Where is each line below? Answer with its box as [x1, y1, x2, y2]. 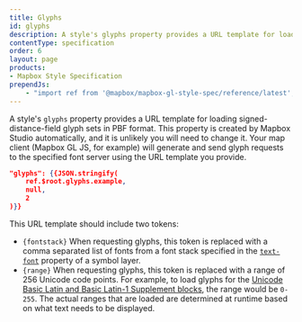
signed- [238, 113, 268, 124]
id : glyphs [9, 22, 50, 31]
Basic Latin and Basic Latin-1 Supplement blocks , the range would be [22, 283, 279, 294]
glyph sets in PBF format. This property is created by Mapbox [62, 122, 291, 133]
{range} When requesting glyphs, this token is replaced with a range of [22, 264, 286, 275]
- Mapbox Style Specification [9, 72, 123, 81]
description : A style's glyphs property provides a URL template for [9, 30, 276, 39]
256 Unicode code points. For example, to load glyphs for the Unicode [22, 273, 283, 284]
